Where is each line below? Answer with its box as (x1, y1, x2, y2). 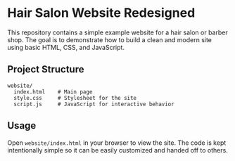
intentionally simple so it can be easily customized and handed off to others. (7, 146, 229, 154)
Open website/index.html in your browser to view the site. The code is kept (7, 139, 227, 147)
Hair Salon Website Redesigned (7, 5, 196, 21)
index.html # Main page (13, 88, 93, 96)
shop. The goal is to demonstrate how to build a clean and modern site (7, 35, 212, 44)
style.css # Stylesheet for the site (13, 94, 137, 101)
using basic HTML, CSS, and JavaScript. (7, 43, 125, 51)
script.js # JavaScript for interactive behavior (13, 101, 174, 108)
